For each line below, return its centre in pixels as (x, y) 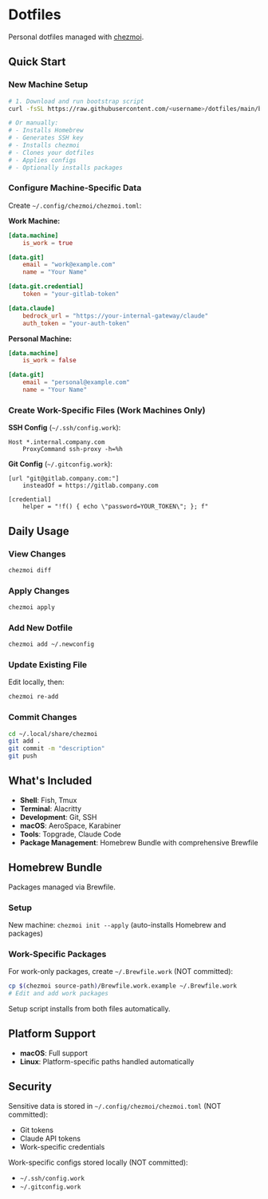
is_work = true (48, 243)
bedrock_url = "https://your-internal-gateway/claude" (116, 316)
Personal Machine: (40, 338)
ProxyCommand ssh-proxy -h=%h (73, 449)
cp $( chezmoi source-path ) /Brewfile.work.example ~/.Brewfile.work (123, 986)
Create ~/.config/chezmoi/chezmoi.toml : (75, 205)
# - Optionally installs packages (66, 168)
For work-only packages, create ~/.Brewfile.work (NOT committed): (121, 971)
